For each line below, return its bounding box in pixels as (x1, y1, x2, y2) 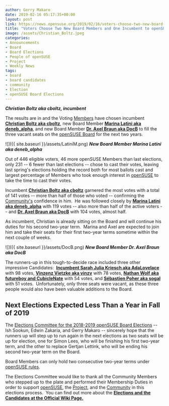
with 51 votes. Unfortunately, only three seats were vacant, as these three (5, 281, 159, 287)
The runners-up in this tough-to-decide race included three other (5, 259, 141, 265)
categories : (5, 36, 30, 41)
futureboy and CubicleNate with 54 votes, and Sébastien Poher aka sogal (5, 276, 161, 282)
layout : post (5, 17, 33, 22)
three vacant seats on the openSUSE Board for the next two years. (5, 131, 143, 138)
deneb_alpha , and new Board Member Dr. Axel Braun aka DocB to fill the (5, 126, 157, 132)
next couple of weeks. (5, 235, 51, 241)
